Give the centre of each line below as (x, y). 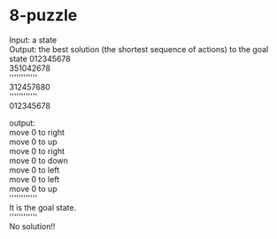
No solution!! (32, 226)
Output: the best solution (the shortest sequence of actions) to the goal (139, 49)
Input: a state (33, 40)
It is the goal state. (43, 207)
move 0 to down (39, 160)
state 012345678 (40, 58)
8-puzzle (43, 15)
